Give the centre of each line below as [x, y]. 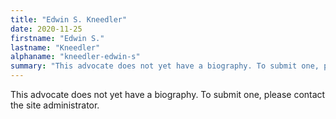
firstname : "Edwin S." [57, 38]
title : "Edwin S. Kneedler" [69, 19]
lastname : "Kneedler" [55, 47]
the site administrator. [55, 105]
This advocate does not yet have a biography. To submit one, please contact [168, 94]
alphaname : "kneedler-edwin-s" [75, 57]
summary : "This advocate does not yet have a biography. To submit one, [165, 66]
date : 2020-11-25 [46, 29]
